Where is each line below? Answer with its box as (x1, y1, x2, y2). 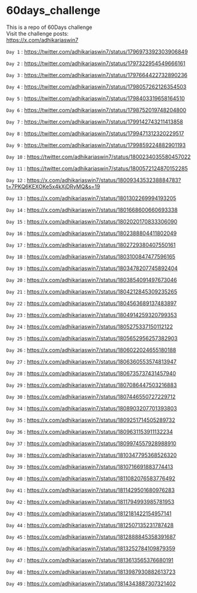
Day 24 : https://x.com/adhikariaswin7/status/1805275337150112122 (6, 323, 173, 330)
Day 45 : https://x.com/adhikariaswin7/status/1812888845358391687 (6, 533, 176, 540)
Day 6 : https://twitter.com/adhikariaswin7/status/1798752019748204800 (6, 106, 187, 113)
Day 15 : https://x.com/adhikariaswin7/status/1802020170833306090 (6, 218, 178, 225)
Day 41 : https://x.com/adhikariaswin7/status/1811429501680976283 (6, 486, 175, 494)
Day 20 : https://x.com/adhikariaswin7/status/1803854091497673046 (6, 276, 177, 283)
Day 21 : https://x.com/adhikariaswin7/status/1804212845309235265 (6, 287, 177, 295)
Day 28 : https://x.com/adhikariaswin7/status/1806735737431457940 (6, 369, 176, 377)
